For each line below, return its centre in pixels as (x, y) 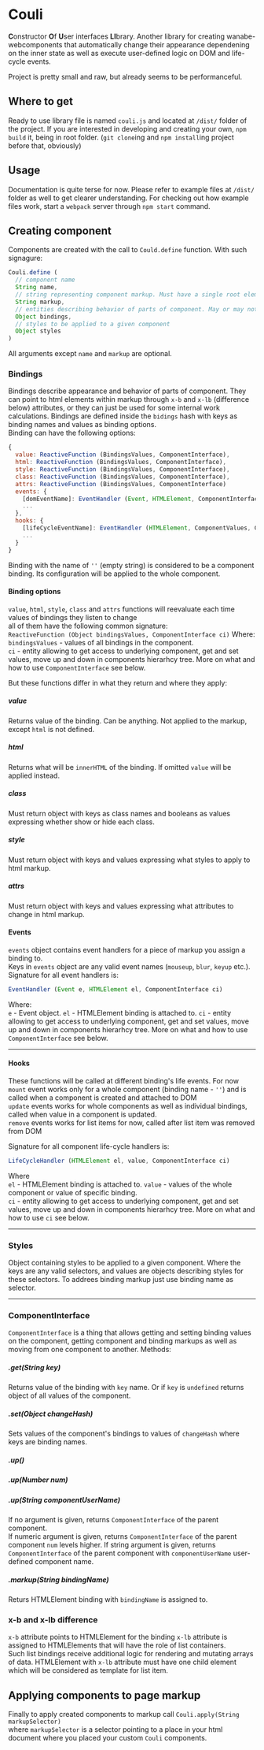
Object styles (38, 331)
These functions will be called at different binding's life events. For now (124, 1080)
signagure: (26, 258)
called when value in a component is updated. (82, 1114)
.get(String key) (35, 1367)
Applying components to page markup (104, 1695)
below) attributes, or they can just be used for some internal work (114, 408)
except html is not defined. (51, 729)
